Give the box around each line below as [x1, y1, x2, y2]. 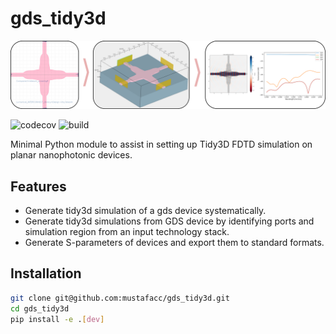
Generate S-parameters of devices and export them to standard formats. [24, 237, 325, 249]
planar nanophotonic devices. [10, 149, 133, 161]
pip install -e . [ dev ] [10, 314, 105, 324]
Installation [10, 265, 82, 282]
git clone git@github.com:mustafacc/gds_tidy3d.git [10, 293, 230, 303]
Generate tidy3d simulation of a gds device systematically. [24, 205, 267, 217]
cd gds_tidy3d [10, 303, 70, 314]
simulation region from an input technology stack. [24, 226, 230, 238]
